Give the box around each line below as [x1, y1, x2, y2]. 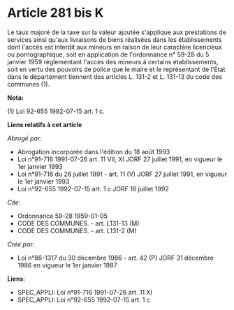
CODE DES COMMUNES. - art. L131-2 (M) [17, 226, 138, 235]
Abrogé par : [7, 134, 42, 142]
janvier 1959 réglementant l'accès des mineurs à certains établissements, [7, 57, 219, 66]
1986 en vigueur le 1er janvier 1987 [17, 260, 117, 270]
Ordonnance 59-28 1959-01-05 [17, 212, 108, 220]
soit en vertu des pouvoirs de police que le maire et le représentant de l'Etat [7, 65, 226, 73]
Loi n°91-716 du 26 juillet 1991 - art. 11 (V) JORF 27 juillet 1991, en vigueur [17, 170, 228, 178]
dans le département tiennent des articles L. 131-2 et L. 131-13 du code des [7, 72, 222, 81]
